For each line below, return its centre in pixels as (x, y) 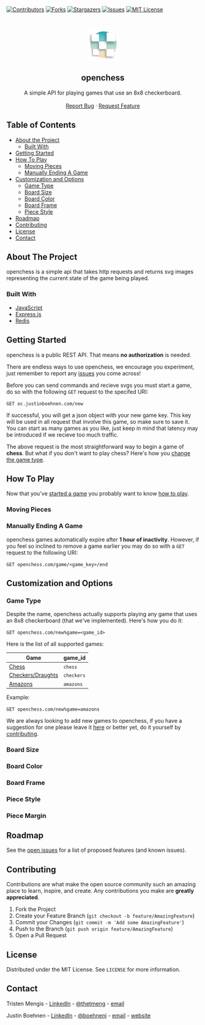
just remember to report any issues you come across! (74, 373)
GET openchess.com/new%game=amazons (53, 709)
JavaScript (29, 308)
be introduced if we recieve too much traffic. (62, 435)
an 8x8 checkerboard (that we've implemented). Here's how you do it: (95, 621)
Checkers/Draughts (34, 675)
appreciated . (23, 897)
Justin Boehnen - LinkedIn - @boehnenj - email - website (79, 1015)
